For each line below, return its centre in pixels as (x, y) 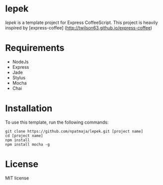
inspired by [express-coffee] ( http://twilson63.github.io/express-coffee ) (79, 27)
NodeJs (20, 62)
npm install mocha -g (28, 144)
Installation (29, 108)
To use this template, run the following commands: (57, 122)
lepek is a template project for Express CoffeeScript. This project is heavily (81, 22)
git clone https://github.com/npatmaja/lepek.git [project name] (74, 131)
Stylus (19, 77)
